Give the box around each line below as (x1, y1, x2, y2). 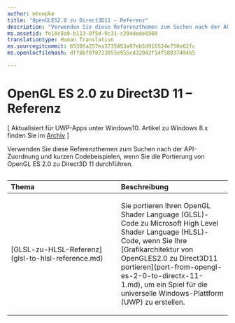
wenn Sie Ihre (142, 236, 187, 246)
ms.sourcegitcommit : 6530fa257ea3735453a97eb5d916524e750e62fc (7, 43, 196, 50)
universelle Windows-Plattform (121, 289, 224, 298)
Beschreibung (121, 182, 169, 192)
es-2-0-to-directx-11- (121, 271, 204, 281)
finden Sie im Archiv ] (7, 131, 70, 139)
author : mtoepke (7, 10, 55, 18)
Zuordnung (7, 152, 40, 160)
